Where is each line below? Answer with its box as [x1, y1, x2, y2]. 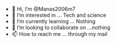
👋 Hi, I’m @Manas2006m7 [11, 6, 76, 12]
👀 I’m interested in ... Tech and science [11, 12, 107, 19]
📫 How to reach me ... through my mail [11, 31, 108, 37]
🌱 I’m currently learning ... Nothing [11, 18, 96, 24]
